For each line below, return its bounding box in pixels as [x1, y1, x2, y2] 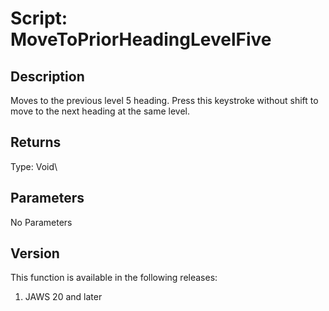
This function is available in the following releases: [10, 272, 218, 284]
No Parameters [10, 216, 73, 228]
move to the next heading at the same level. [10, 105, 190, 117]
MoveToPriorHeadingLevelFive [10, 28, 272, 51]
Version [10, 245, 60, 262]
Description [10, 68, 85, 85]
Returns [10, 134, 62, 151]
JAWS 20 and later [24, 291, 103, 303]
